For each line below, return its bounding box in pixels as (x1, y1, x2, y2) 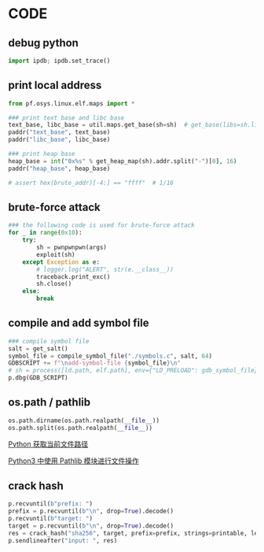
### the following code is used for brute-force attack (8, 221, 195, 229)
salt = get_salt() (8, 344, 68, 353)
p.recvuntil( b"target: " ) (8, 515, 93, 523)
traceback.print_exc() (36, 272, 111, 280)
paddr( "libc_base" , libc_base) (8, 135, 111, 144)
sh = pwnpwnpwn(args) (36, 243, 108, 251)
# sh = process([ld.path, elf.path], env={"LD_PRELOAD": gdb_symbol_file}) (8, 367, 262, 375)
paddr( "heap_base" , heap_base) (8, 165, 111, 172)
